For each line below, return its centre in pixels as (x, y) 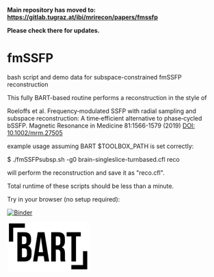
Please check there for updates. (54, 31)
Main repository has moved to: (51, 10)
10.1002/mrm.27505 (35, 132)
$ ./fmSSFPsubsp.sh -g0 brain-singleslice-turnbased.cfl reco (93, 159)
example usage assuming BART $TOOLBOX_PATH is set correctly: (101, 146)
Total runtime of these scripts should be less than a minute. (91, 186)
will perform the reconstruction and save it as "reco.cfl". (86, 172)
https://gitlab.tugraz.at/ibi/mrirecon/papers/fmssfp (83, 17)
